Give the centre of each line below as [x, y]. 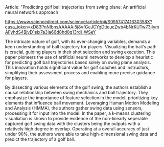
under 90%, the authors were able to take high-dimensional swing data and [81, 134]
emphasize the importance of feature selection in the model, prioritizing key [82, 98]
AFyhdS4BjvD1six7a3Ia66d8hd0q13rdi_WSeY [51, 32]
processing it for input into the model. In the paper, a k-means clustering [78, 113]
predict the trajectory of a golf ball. [40, 139]
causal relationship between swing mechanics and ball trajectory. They [77, 93]
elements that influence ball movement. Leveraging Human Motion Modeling [82, 103]
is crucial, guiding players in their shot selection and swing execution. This [80, 52]
